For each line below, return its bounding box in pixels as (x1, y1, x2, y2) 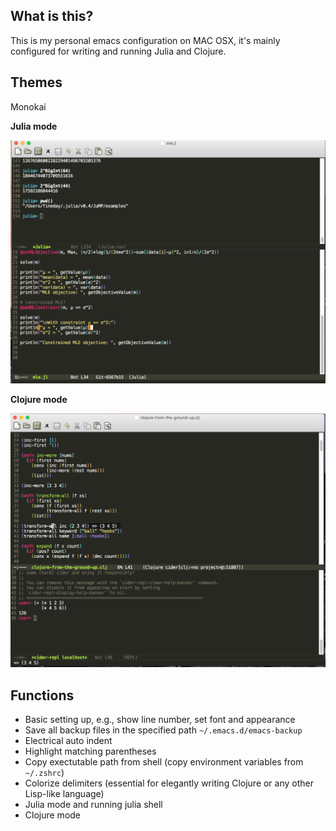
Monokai (10, 100, 47, 113)
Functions (10, 687, 75, 704)
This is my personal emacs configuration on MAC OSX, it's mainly (10, 34, 281, 46)
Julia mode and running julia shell (24, 799, 163, 811)
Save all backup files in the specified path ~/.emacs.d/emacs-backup (24, 724, 303, 736)
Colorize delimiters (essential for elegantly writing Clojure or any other (24, 777, 314, 789)
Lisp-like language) (24, 788, 105, 800)
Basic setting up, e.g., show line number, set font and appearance (24, 714, 296, 726)
